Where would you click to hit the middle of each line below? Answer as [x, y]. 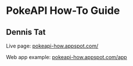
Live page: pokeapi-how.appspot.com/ [52, 46]
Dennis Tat [26, 32]
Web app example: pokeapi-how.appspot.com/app [66, 57]
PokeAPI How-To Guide [63, 11]
